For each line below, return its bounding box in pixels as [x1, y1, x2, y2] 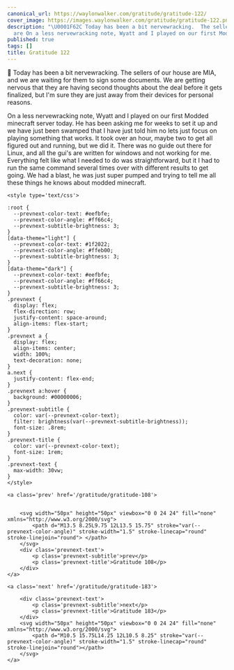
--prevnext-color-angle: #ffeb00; [13, 247, 114, 254]
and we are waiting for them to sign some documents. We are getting [7, 75, 205, 84]
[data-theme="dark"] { [7, 265, 73, 272]
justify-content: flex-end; [13, 375, 95, 382]
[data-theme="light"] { [7, 235, 77, 242]
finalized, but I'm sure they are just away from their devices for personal [7, 90, 214, 99]
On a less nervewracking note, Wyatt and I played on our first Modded [7, 111, 209, 119]
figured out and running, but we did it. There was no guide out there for [7, 141, 212, 150]
